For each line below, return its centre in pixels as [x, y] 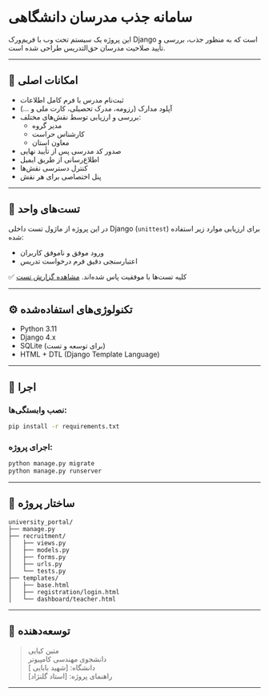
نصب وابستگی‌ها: [38, 410]
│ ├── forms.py [37, 557]
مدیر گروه [47, 125]
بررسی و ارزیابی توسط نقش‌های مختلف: [80, 117]
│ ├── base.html [39, 585]
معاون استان [50, 142]
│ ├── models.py [39, 550]
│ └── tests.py [37, 571]
